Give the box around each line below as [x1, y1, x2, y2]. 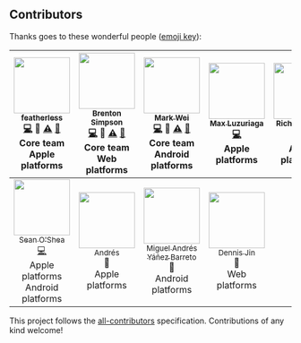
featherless [21, 112, 64, 123]
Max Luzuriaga [209, 118, 264, 128]
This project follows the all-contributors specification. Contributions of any [9, 315, 285, 326]
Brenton [92, 107, 122, 118]
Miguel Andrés [146, 244, 198, 253]
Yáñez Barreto [146, 253, 197, 262]
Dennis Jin [218, 248, 255, 258]
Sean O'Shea [19, 235, 65, 244]
